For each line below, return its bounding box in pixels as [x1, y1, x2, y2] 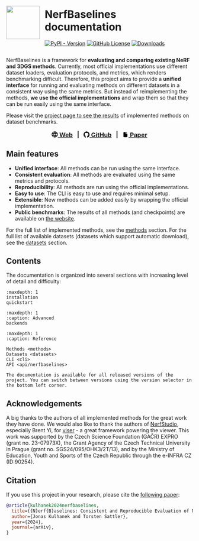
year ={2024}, [11, 519, 44, 525]
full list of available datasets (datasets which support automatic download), [6, 232, 190, 239]
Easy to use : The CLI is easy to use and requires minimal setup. [14, 190, 171, 197]
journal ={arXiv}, [11, 524, 54, 530]
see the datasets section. [6, 239, 68, 246]
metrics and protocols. [14, 177, 70, 184]
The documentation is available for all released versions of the [6, 372, 174, 378]
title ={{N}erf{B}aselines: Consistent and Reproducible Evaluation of [11, 508, 190, 514]
